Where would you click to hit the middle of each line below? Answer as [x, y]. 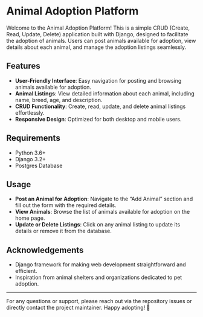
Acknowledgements [45, 250]
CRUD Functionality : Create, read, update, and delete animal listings [100, 106]
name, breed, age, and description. [59, 100]
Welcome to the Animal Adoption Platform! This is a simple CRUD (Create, [98, 28]
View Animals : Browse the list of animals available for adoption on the [102, 212]
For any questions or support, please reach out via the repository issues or [99, 301]
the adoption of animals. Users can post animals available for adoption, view [101, 40]
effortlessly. [30, 112]
